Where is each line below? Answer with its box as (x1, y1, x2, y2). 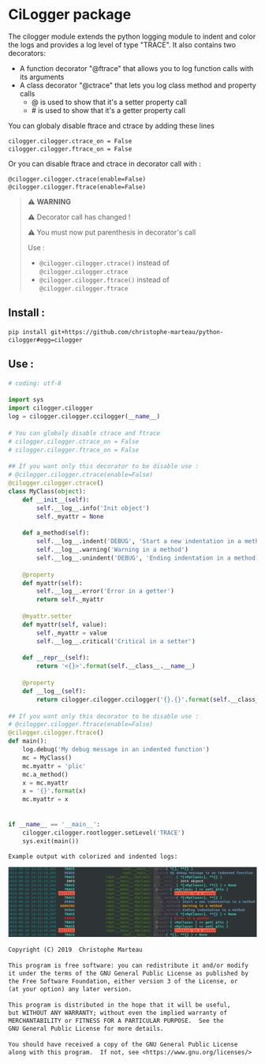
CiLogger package (8, 6, 132, 24)
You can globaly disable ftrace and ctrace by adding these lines (8, 121, 215, 130)
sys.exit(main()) (22, 837, 80, 845)
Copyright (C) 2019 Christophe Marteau (8, 946, 144, 954)
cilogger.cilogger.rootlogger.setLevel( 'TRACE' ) (22, 829, 185, 837)
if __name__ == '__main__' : (8, 820, 101, 828)
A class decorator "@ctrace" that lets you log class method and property (19, 81, 256, 90)
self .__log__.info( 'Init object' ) (36, 504, 150, 512)
